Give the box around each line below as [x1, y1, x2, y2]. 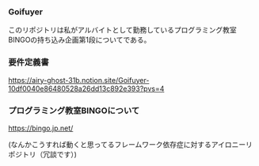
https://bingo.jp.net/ [8, 123, 74, 133]
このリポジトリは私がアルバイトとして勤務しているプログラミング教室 [8, 25, 238, 35]
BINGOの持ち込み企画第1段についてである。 [8, 35, 151, 45]
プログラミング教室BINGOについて [8, 105, 140, 116]
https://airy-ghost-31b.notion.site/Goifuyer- [8, 75, 150, 85]
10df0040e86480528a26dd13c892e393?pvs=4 [8, 84, 165, 93]
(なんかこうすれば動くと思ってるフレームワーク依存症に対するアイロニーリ [8, 139, 253, 149]
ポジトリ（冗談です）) [8, 149, 78, 159]
